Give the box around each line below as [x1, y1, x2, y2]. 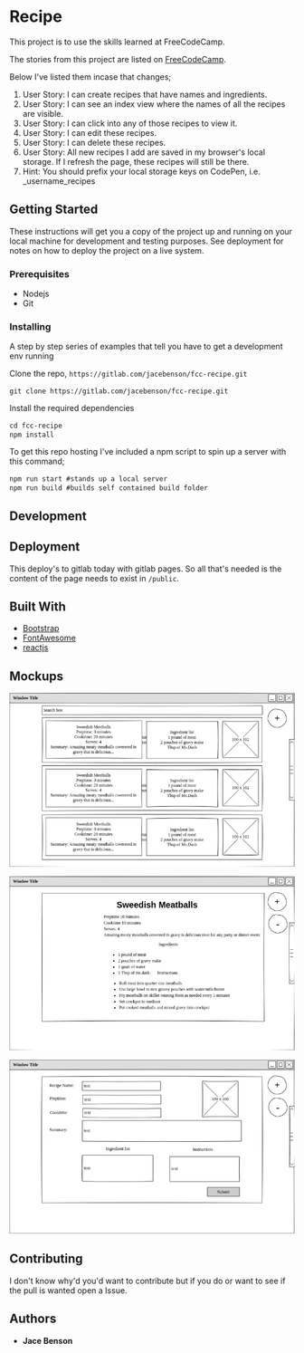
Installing [9, 320, 52, 332]
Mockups [9, 668, 64, 684]
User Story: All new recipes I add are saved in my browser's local [22, 147, 265, 158]
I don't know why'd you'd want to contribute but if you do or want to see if [9, 1275, 286, 1286]
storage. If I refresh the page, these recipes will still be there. [22, 156, 250, 167]
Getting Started [9, 202, 99, 217]
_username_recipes [22, 175, 96, 187]
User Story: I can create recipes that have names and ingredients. [22, 89, 268, 100]
